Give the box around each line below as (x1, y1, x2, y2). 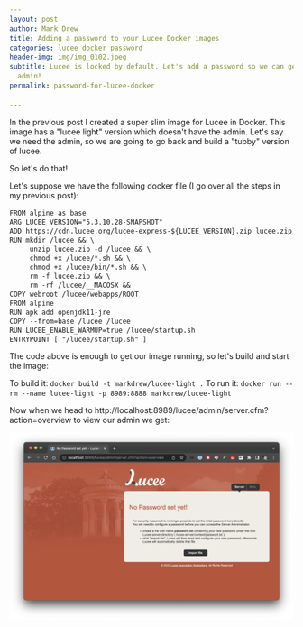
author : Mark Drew (9, 23, 78, 33)
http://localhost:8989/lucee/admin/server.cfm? (94, 404, 269, 415)
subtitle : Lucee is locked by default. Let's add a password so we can (9, 62, 284, 71)
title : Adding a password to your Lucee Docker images (9, 33, 220, 42)
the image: (9, 360, 50, 371)
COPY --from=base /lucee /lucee (9, 317, 131, 326)
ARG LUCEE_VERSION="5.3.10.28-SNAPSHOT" (9, 217, 164, 226)
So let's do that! (9, 162, 69, 173)
